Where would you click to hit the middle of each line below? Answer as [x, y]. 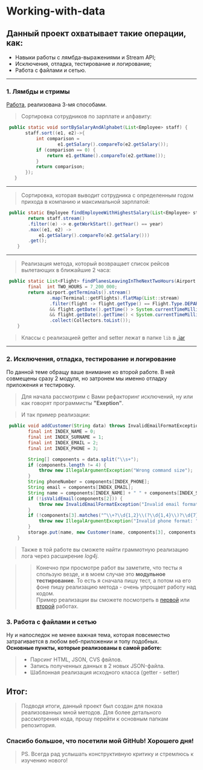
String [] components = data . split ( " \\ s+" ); [83, 459]
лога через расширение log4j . [60, 556]
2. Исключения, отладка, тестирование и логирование [91, 359]
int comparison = [58, 139]
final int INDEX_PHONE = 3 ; [63, 448]
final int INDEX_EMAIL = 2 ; [63, 442]
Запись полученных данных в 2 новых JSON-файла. [97, 666]
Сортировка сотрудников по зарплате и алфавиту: [86, 117]
